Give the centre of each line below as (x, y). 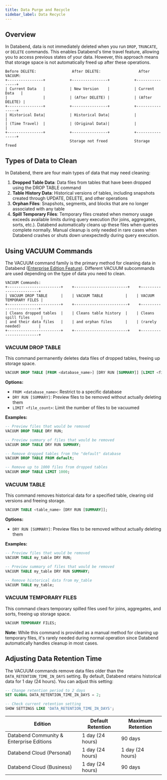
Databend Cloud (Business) (40, 767)
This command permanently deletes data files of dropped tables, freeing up (83, 358)
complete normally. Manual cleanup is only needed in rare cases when (84, 230)
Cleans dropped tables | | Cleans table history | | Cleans (82, 313)
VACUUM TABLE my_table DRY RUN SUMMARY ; (48, 571)
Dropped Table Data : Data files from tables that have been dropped (82, 183)
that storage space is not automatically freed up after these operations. (78, 62)
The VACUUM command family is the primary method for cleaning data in (80, 263)
